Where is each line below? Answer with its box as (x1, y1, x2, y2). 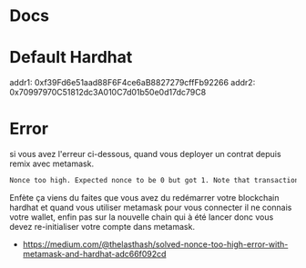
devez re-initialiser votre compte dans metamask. (9, 221, 196, 232)
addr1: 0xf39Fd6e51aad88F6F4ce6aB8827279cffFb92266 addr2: (9, 77, 256, 88)
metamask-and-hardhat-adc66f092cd (22, 248, 167, 259)
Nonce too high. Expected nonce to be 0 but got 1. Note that (9, 176, 250, 185)
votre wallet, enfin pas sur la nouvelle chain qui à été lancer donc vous (9, 211, 274, 223)
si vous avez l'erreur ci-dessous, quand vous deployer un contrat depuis (9, 149, 281, 160)
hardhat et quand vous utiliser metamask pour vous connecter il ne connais (9, 202, 292, 213)
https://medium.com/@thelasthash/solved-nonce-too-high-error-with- (22, 238, 289, 250)
